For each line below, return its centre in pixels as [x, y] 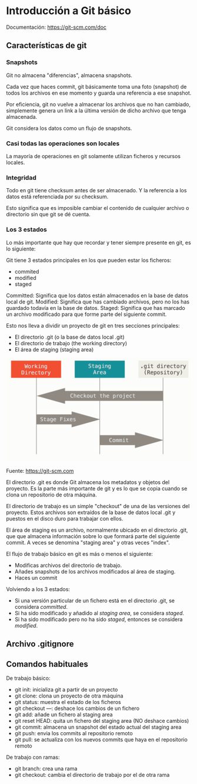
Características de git [46, 46]
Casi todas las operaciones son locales [63, 144]
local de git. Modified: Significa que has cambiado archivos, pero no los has [98, 302]
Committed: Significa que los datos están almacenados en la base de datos [97, 295]
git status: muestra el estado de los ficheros [68, 702]
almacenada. [22, 116]
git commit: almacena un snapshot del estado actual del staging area [98, 727]
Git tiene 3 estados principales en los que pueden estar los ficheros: [89, 260]
